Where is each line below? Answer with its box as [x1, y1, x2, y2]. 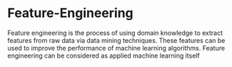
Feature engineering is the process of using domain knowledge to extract [7, 29, 223, 37]
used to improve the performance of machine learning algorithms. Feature [7, 43, 226, 52]
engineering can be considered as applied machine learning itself [7, 51, 200, 60]
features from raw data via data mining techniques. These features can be [7, 36, 226, 44]
